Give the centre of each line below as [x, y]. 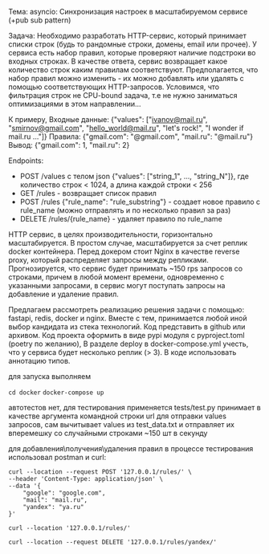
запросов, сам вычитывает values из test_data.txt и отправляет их [122, 424]
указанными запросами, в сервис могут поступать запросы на [117, 285]
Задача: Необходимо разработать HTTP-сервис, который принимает [127, 36]
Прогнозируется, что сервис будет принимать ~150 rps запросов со [126, 269]
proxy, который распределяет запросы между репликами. [108, 260]
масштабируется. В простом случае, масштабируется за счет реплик [128, 243]
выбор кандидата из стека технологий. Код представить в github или [127, 327]
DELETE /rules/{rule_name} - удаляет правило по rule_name [121, 219]
